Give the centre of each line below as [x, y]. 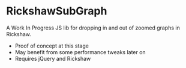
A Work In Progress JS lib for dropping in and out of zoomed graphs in [93, 28]
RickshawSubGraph [57, 11]
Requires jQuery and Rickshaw [53, 58]
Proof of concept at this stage [52, 46]
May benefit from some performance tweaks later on [80, 52]
